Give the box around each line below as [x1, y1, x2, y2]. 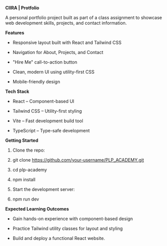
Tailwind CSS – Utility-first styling [12, 108, 82, 114]
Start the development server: [12, 186, 75, 192]
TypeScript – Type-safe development [12, 128, 90, 133]
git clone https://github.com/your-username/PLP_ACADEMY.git [12, 157, 144, 163]
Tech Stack [5, 88, 29, 94]
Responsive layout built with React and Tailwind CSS [12, 39, 122, 45]
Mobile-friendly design [12, 79, 61, 84]
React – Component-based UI [12, 99, 75, 104]
